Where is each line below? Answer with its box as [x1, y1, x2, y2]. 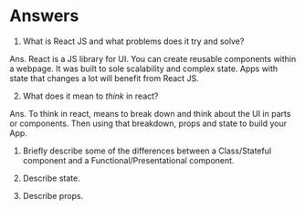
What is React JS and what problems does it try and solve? [22, 36, 245, 47]
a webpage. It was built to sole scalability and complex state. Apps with [9, 63, 279, 74]
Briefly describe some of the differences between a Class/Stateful [22, 145, 272, 156]
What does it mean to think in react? [22, 90, 159, 101]
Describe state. [22, 173, 80, 184]
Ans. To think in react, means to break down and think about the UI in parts [9, 108, 291, 119]
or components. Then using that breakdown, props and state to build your [9, 118, 288, 129]
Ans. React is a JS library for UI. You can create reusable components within [9, 53, 297, 64]
